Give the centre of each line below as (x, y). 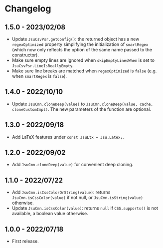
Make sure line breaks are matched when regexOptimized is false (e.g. (84, 71)
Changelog (28, 9)
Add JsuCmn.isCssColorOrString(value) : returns (61, 192)
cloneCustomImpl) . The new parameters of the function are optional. (81, 109)
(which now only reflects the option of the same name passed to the (82, 50)
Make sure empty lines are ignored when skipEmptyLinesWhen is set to (83, 60)
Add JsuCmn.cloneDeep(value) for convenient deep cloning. (73, 165)
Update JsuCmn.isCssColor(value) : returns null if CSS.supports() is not (85, 208)
